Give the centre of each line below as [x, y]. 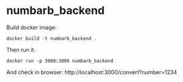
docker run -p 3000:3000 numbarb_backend [60, 61]
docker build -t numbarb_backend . [52, 38]
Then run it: [21, 50]
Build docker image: [32, 27]
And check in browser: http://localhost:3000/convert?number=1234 [92, 72]
